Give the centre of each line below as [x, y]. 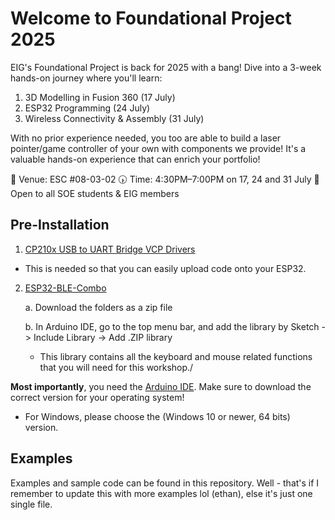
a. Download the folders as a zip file [98, 307]
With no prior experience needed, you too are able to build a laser [146, 138]
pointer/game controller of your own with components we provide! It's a [158, 148]
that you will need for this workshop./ [116, 367]
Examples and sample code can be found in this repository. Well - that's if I [165, 483]
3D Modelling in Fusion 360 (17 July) [100, 97]
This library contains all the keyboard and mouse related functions [176, 356]
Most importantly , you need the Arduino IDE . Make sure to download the [161, 386]
